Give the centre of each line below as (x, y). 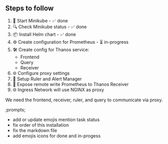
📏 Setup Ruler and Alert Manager (47, 79)
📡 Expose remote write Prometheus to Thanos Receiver (71, 84)
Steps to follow (30, 8)
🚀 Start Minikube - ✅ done (40, 20)
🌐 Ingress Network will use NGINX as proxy (58, 90)
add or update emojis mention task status (56, 120)
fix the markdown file (35, 130)
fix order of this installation (41, 125)
